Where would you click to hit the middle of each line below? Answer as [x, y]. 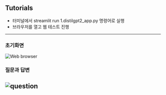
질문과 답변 [18, 70]
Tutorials [19, 8]
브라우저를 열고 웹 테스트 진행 [41, 27]
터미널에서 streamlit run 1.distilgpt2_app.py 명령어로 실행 [68, 20]
